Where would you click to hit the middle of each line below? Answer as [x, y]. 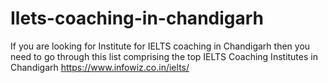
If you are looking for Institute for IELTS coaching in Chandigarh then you [160, 46]
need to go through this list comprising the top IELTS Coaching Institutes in [164, 56]
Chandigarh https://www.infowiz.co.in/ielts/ [100, 67]
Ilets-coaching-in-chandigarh [137, 18]
